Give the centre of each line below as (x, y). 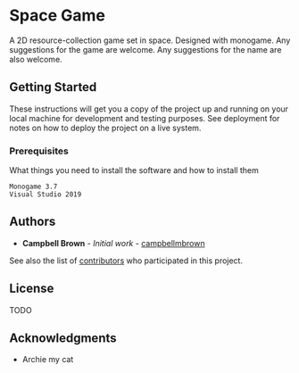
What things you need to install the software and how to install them (134, 170)
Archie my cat (48, 360)
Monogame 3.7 (33, 187)
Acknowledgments (63, 339)
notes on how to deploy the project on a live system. (105, 128)
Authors (33, 222)
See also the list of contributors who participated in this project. (126, 261)
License (32, 289)
